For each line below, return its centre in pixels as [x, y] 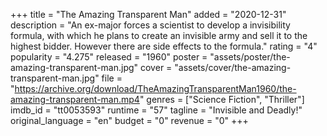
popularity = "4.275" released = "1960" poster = [109, 57]
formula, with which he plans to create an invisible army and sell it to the [159, 35]
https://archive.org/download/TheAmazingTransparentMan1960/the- [155, 88]
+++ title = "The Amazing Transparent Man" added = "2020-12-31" [148, 14]
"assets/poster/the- [250, 57]
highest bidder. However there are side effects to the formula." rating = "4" [164, 46]
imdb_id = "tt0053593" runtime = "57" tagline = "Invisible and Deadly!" [156, 110]
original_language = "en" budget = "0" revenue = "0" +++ [129, 120]
